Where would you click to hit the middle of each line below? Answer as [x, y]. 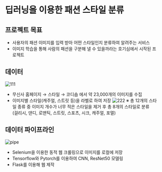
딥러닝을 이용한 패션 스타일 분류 [65, 10]
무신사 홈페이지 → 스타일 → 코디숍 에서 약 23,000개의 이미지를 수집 [77, 94]
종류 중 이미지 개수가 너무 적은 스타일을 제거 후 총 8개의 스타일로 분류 [83, 106]
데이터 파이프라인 [30, 130]
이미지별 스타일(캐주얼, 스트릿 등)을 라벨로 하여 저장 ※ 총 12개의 [80, 100]
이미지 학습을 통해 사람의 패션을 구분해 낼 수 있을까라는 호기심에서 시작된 [81, 49]
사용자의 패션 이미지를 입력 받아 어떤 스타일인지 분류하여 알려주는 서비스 [81, 43]
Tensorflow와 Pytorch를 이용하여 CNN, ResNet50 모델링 [68, 158]
